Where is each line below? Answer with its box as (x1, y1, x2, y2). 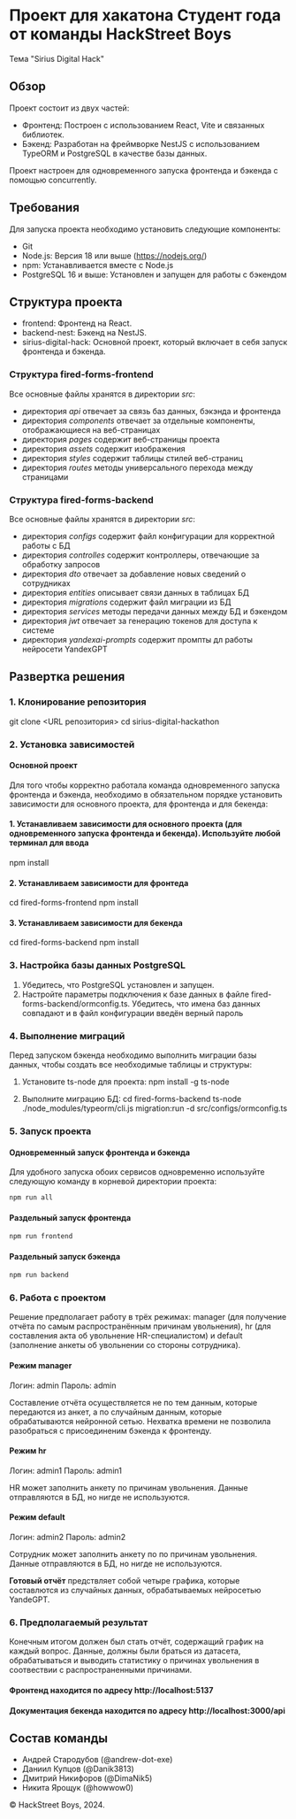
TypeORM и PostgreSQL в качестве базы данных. (21, 148, 208, 158)
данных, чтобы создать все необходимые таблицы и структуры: (9, 1059, 253, 1069)
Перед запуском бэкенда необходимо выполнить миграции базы (9, 1050, 257, 1060)
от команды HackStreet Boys (9, 24, 232, 44)
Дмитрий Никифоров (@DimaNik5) (21, 1773, 153, 1784)
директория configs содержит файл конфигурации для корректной (21, 530, 276, 541)
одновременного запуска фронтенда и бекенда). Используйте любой (9, 829, 281, 839)
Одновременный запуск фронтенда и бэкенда (9, 1147, 191, 1158)
